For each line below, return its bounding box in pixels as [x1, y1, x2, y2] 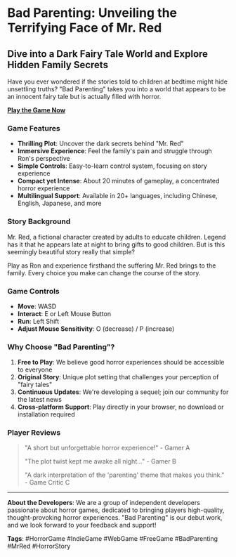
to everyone [17, 365, 53, 374]
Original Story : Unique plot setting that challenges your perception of [17, 373, 219, 381]
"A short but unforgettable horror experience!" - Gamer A [24, 444, 190, 452]
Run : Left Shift [17, 317, 60, 325]
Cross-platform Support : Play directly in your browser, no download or [17, 402, 224, 412]
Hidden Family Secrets [7, 58, 109, 71]
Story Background [7, 216, 71, 226]
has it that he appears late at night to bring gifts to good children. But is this [7, 240, 225, 249]
